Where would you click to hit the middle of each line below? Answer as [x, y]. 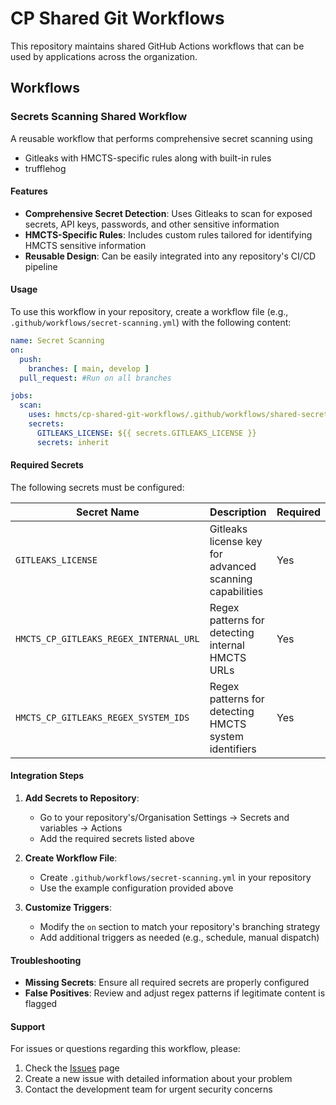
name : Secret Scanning [57, 341]
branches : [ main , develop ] [89, 368]
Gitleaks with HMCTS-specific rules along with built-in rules [148, 158]
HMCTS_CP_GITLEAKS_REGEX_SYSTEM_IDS [102, 717]
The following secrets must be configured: [97, 487]
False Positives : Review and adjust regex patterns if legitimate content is [175, 993]
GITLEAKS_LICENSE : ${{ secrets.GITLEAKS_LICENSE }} [146, 433]
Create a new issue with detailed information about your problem [158, 1079]
